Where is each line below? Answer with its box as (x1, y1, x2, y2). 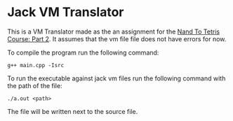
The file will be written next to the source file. (7, 107, 138, 115)
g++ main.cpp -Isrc (7, 62, 65, 69)
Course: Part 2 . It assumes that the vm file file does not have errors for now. (7, 34, 227, 43)
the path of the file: (7, 81, 62, 90)
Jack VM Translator (7, 4, 124, 20)
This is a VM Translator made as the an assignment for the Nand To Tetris (7, 27, 220, 36)
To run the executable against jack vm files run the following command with (7, 74, 226, 83)
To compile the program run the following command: (7, 48, 159, 57)
